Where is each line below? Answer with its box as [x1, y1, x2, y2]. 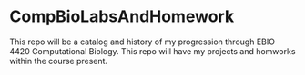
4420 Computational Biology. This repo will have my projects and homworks [9, 45, 296, 56]
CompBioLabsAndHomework [9, 6, 235, 27]
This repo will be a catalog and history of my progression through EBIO [9, 36, 276, 47]
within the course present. [9, 55, 107, 66]
